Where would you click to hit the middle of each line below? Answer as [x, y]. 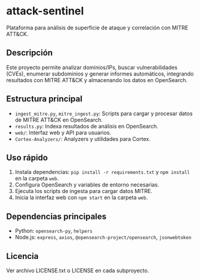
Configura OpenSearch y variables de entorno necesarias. [87, 185]
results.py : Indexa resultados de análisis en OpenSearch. [86, 126]
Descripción [29, 53]
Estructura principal [44, 99]
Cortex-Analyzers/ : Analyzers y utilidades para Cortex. [83, 139]
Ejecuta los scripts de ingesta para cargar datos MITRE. [83, 191]
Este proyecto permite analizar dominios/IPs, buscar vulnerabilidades [92, 67]
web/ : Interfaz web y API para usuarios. [63, 133]
